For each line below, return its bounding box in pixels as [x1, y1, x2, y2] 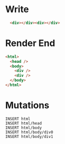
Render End [5, 38, 55, 49]
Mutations [5, 100, 50, 111]
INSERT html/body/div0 [5, 129, 53, 135]
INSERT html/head [5, 121, 42, 126]
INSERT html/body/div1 [5, 134, 53, 139]
